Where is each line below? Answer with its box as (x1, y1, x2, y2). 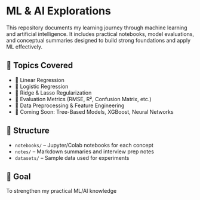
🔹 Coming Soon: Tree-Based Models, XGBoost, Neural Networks (14, 108, 174, 115)
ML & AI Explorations (6, 4, 112, 18)
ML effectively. (6, 43, 43, 50)
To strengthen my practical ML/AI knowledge (6, 187, 117, 195)
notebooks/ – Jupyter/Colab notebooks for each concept (14, 141, 154, 149)
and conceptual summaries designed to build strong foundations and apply (6, 37, 191, 44)
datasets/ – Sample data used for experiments (14, 154, 130, 161)
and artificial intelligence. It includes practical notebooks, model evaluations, (6, 30, 195, 37)
